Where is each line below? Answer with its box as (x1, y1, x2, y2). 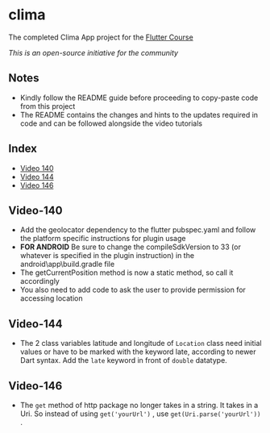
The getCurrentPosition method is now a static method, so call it (19, 268, 234, 277)
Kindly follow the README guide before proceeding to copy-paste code (19, 93, 259, 102)
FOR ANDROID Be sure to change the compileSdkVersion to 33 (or (19, 242, 242, 252)
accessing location (19, 294, 83, 303)
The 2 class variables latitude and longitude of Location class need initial (19, 339, 262, 348)
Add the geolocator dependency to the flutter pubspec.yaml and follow (19, 225, 256, 235)
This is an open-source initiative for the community (8, 48, 179, 57)
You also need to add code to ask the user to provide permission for (19, 285, 246, 295)
